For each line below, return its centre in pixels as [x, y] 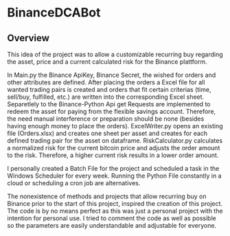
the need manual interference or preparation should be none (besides [106, 119]
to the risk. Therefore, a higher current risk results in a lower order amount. [113, 155]
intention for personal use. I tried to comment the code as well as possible [112, 218]
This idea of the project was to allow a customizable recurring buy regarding [115, 54]
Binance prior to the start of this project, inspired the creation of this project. [115, 203]
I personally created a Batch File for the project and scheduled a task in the [113, 168]
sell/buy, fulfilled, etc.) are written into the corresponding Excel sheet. [106, 97]
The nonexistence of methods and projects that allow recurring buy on [107, 196]
